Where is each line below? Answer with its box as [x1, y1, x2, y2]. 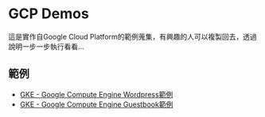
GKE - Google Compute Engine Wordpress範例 [19, 89, 173, 99]
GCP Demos [8, 5, 89, 23]
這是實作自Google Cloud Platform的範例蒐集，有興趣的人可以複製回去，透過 [8, 32, 257, 41]
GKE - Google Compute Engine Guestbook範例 [19, 100, 173, 109]
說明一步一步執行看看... [8, 41, 85, 51]
